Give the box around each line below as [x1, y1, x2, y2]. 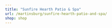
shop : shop [5, 16, 27, 20]
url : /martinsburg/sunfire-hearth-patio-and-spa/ [5, 11, 108, 16]
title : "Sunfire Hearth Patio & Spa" [5, 7, 81, 12]
